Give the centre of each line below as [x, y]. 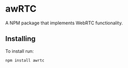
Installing [20, 39]
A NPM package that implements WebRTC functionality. [64, 23]
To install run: [20, 51]
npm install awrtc [25, 60]
